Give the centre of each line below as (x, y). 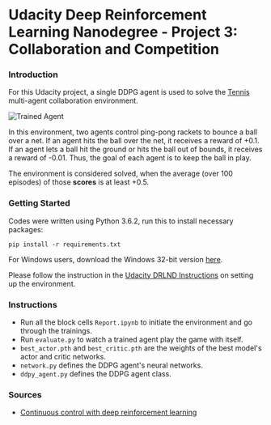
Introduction (33, 74)
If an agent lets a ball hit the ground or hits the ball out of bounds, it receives (135, 149)
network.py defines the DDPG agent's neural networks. (112, 365)
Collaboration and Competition (114, 49)
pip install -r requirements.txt (65, 244)
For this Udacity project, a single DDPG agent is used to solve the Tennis (129, 92)
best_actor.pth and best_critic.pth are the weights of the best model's (141, 348)
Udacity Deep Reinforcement (108, 15)
